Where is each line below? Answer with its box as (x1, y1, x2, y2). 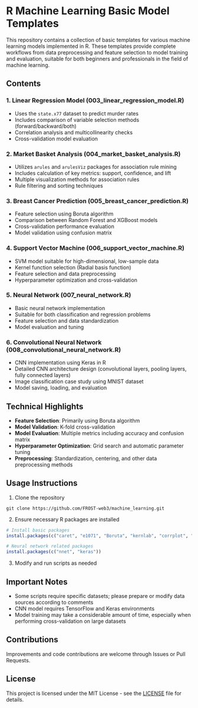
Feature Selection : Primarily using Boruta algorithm (14, 417, 140, 424)
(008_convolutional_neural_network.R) (6, 345, 121, 353)
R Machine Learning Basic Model (6, 4, 170, 18)
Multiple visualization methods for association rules (14, 176, 140, 183)
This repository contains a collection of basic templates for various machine (6, 36, 190, 43)
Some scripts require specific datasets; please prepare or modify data (14, 593, 185, 600)
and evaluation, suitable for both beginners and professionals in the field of (6, 55, 189, 62)
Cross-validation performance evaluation (14, 223, 115, 230)
